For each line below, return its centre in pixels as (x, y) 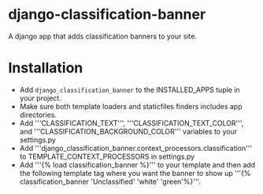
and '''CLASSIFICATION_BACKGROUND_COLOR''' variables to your (128, 131)
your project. (40, 98)
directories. (38, 115)
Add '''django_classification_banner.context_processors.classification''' (136, 148)
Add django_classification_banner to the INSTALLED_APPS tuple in (130, 90)
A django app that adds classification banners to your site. (103, 36)
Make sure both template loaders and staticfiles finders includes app (131, 106)
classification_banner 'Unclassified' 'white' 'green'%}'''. (110, 181)
